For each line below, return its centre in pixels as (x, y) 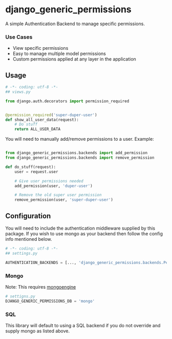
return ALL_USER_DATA (37, 129)
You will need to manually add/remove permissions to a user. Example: (80, 139)
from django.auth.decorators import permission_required (67, 101)
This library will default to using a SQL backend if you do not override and (83, 325)
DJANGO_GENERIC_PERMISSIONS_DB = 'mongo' (50, 301)
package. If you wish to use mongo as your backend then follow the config (84, 233)
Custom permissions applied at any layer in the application (74, 59)
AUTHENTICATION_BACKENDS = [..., (41, 262)
